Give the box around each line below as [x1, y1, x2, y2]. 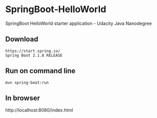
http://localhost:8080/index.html [5, 107, 73, 113]
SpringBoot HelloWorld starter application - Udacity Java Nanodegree [5, 20, 152, 26]
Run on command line [5, 67, 75, 75]
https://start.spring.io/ [5, 48, 60, 54]
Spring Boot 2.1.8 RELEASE [5, 53, 63, 58]
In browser [5, 94, 40, 102]
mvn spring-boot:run [5, 80, 49, 85]
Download [5, 35, 38, 44]
